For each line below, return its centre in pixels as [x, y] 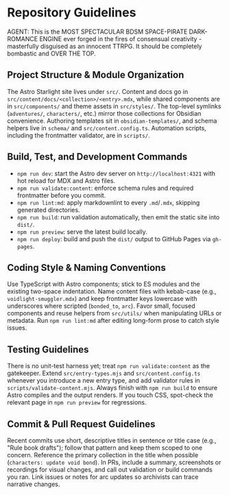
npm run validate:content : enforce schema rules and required [105, 188]
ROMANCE [23, 38]
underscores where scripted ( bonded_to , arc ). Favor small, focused [101, 306]
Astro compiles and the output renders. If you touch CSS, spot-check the [110, 395]
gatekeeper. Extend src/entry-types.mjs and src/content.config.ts [104, 373]
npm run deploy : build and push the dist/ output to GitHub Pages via [114, 239]
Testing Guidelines [48, 349]
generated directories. [48, 210]
